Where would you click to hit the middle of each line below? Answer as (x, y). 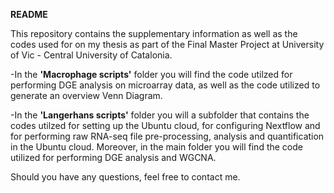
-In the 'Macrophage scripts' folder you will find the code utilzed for (151, 74)
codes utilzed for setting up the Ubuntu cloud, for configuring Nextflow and (165, 125)
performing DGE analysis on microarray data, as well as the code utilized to (165, 85)
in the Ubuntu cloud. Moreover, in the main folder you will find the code (156, 147)
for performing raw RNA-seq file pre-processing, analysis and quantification (167, 136)
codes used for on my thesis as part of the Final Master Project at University (167, 44)
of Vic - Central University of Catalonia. (91, 55)
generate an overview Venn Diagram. (86, 95)
